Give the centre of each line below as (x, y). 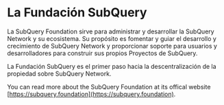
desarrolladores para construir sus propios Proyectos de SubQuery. (102, 53)
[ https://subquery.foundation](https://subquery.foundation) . (91, 94)
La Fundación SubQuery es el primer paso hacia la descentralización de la (112, 66)
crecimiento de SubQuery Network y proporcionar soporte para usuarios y (112, 46)
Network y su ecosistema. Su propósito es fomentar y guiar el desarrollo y (112, 38)
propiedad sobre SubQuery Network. (59, 74)
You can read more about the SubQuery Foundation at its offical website (109, 87)
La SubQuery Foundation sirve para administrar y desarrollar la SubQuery (111, 31)
